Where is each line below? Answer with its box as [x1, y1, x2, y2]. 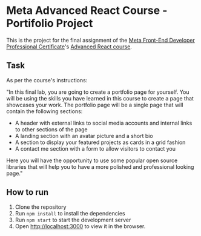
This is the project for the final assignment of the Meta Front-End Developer [6, 36, 196, 44]
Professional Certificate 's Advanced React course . [6, 43, 132, 50]
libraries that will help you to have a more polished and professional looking [6, 163, 194, 170]
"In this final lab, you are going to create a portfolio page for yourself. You [6, 88, 189, 96]
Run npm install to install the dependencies [15, 209, 125, 217]
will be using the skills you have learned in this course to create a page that [6, 94, 194, 102]
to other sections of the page [15, 125, 88, 133]
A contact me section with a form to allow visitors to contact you [15, 145, 176, 152]
